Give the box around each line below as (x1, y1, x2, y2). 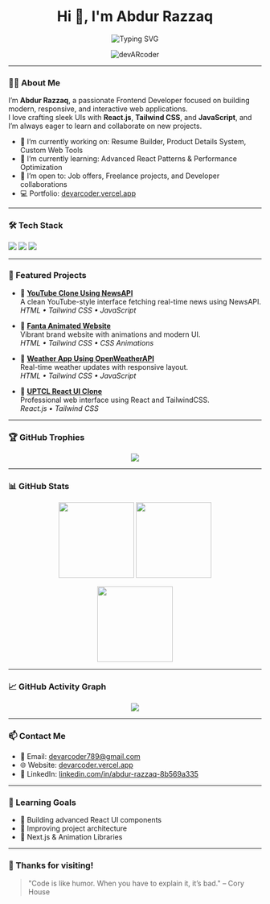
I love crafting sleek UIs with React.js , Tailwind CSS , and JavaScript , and (8, 113, 252, 122)
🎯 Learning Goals (8, 797, 76, 808)
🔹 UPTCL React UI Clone (19, 386, 103, 396)
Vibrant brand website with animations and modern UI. (19, 330, 201, 339)
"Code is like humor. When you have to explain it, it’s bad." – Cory (27, 878, 245, 888)
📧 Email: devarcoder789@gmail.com (19, 752, 141, 761)
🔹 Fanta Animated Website (19, 321, 111, 330)
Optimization (19, 163, 63, 172)
